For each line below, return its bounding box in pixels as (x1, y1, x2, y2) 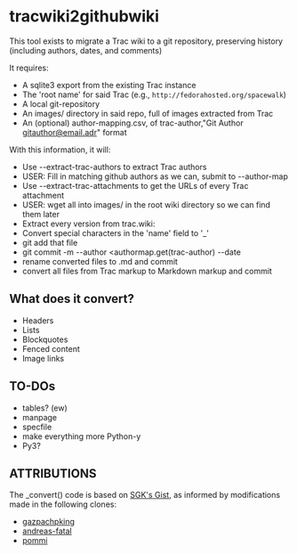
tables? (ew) (21, 403, 68, 413)
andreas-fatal (21, 525, 73, 536)
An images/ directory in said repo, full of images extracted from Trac (21, 108, 274, 118)
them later (21, 208, 60, 219)
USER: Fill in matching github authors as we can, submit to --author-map (21, 171, 289, 182)
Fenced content (21, 343, 80, 354)
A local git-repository (21, 98, 100, 109)
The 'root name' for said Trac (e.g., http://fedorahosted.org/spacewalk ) (21, 89, 287, 100)
